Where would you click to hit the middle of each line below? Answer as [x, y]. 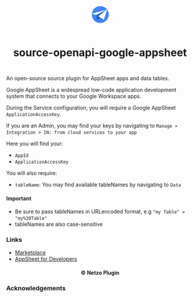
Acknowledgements [36, 288]
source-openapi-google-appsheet [100, 53]
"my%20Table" [31, 219]
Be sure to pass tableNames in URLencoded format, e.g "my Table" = [100, 211]
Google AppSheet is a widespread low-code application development [91, 90]
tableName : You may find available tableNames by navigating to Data [98, 185]
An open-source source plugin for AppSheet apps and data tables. [88, 78]
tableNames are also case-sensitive [59, 225]
